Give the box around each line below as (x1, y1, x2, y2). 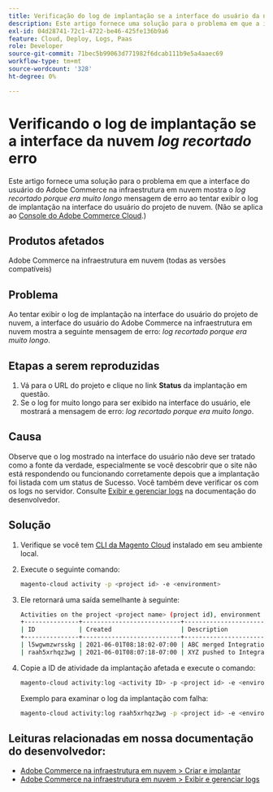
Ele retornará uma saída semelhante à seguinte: (19, 594, 180, 604)
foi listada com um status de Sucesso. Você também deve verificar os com (8, 477, 258, 487)
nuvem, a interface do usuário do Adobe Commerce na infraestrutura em (8, 318, 253, 328)
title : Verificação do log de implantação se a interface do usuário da (8, 11, 260, 20)
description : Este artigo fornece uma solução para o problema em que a (8, 20, 260, 28)
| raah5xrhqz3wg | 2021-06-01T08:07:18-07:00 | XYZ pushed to (19, 648, 236, 656)
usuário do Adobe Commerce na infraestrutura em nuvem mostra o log (8, 185, 246, 194)
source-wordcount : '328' (8, 65, 93, 73)
